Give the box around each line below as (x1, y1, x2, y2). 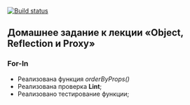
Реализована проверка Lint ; (17, 82, 102, 90)
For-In (7, 59, 29, 69)
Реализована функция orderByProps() (17, 74, 130, 83)
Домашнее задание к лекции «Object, (7, 27, 184, 38)
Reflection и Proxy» (7, 38, 96, 50)
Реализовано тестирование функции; (17, 90, 130, 98)
